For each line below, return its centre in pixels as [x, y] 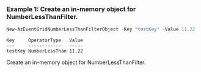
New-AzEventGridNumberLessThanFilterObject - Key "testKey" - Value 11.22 [101, 29]
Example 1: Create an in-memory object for [71, 9]
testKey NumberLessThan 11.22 [45, 51]
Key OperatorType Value [45, 41]
